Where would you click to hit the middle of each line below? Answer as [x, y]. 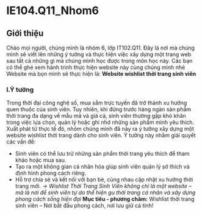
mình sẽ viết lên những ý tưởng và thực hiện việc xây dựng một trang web [99, 54]
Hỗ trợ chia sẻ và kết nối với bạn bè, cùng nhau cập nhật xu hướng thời [104, 180]
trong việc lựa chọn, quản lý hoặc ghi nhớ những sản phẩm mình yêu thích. [100, 122]
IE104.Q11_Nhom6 [53, 11]
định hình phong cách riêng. [51, 173]
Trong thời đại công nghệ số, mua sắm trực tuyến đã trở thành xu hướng [97, 103]
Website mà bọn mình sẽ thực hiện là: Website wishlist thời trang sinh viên [101, 74]
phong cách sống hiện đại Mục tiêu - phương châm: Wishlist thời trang [105, 199]
